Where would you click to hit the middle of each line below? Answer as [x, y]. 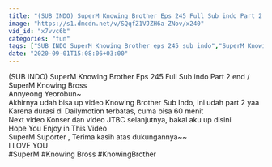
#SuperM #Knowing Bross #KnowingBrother [82, 154]
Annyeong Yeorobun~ [45, 94]
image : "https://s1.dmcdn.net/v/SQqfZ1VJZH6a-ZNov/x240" [106, 24]
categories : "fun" [39, 39]
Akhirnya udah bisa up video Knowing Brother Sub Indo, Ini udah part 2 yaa [134, 103]
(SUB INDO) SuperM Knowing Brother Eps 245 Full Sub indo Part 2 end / [129, 77]
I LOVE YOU [28, 146]
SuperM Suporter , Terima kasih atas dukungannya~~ [98, 137]
